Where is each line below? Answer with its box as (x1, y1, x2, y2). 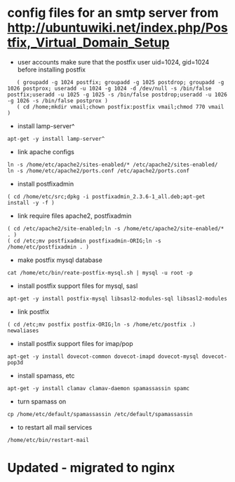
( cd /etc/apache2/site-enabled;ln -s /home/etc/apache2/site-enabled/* (7, 225, 224, 232)
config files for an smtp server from (7, 5, 219, 21)
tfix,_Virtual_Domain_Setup (7, 35, 170, 50)
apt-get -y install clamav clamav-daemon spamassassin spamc (7, 385, 190, 392)
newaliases (7, 327, 39, 334)
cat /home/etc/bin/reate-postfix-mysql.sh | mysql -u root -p (7, 269, 193, 276)
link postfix (17, 307, 50, 316)
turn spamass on (17, 397, 67, 406)
